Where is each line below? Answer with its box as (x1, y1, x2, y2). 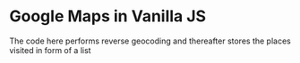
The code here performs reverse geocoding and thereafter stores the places (9, 35, 291, 46)
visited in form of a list (9, 44, 91, 55)
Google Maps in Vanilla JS (9, 6, 207, 27)
